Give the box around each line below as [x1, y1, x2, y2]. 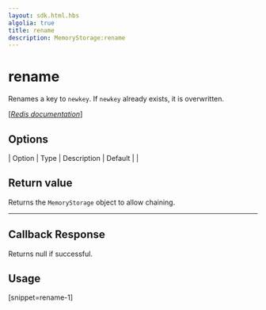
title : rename [8, 26, 55, 34]
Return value [8, 176, 73, 190]
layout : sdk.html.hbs [8, 11, 80, 20]
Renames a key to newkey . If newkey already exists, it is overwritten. [8, 94, 224, 104]
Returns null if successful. [8, 249, 93, 258]
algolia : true [8, 19, 55, 27]
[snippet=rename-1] [8, 293, 74, 302]
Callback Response [8, 228, 105, 242]
